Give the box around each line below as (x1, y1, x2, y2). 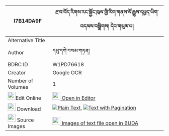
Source (17, 116, 34, 123)
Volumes (8, 84, 29, 90)
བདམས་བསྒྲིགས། (80, 23, 110, 30)
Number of (8, 77, 34, 84)
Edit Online (16, 95, 42, 101)
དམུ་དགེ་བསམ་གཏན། (52, 47, 90, 54)
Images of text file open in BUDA (61, 120, 139, 126)
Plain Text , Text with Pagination (57, 104, 137, 111)
